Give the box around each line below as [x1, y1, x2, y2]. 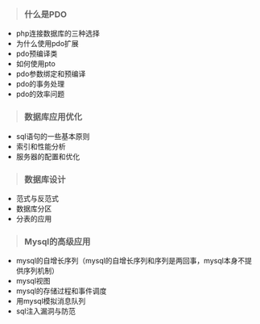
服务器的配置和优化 [15, 151, 80, 161]
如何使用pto [15, 59, 56, 69]
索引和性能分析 [15, 141, 66, 151]
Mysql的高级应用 [23, 236, 91, 247]
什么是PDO [23, 8, 67, 19]
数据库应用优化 [23, 112, 83, 123]
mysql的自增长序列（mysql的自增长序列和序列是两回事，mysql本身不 [15, 256, 246, 266]
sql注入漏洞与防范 [15, 306, 76, 316]
